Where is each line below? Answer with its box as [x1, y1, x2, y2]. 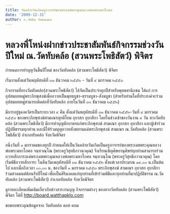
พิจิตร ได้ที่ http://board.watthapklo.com [5, 192, 84, 198]
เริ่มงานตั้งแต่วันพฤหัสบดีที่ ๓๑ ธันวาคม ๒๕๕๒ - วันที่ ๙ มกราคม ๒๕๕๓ [5, 77, 123, 83]
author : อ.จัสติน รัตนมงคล [5, 17, 52, 22]
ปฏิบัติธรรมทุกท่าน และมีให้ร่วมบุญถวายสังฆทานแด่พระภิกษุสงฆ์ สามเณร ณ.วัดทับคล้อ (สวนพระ [5, 126, 163, 132]
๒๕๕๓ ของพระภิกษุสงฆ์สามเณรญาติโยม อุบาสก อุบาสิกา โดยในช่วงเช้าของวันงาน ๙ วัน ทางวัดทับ [5, 115, 165, 121]
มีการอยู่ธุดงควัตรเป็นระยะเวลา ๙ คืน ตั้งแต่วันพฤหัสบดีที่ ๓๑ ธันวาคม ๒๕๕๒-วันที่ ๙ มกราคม [5, 109, 158, 115]
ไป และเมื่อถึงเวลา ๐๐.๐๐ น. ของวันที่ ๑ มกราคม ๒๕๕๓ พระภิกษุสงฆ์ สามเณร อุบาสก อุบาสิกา [5, 165, 160, 171]
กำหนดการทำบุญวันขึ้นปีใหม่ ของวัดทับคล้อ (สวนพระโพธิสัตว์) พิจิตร [5, 67, 118, 73]
